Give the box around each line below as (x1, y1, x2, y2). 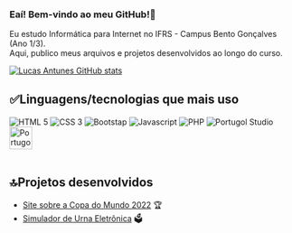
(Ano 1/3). (9, 38, 46, 49)
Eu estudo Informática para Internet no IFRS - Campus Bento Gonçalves (9, 29, 278, 40)
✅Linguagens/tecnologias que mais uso (9, 91, 240, 107)
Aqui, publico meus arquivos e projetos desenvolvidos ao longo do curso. (9, 48, 283, 59)
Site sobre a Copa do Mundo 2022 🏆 (22, 199, 163, 210)
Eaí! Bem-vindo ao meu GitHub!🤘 (9, 8, 156, 21)
